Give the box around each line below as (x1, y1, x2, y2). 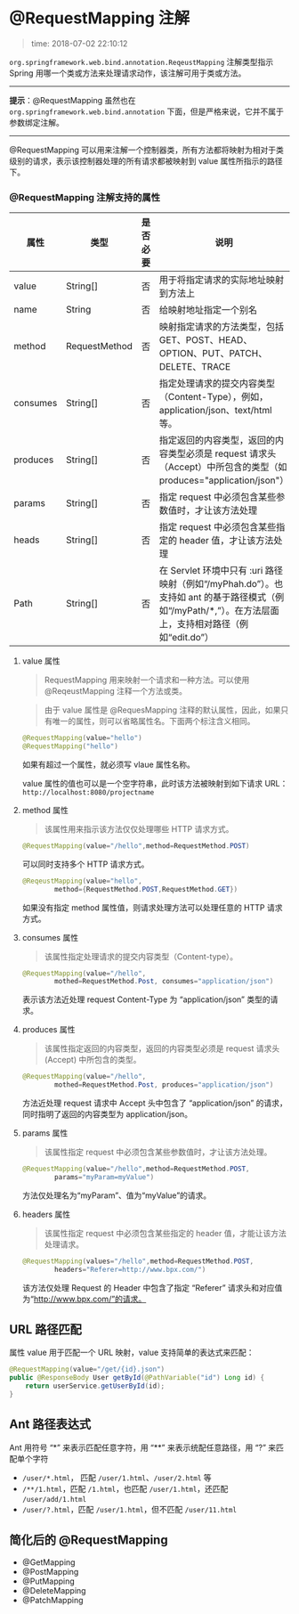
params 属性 (21, 1128, 69, 1138)
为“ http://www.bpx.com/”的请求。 (21, 1293, 147, 1304)
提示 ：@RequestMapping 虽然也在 (9, 94, 136, 105)
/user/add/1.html (21, 1495, 87, 1504)
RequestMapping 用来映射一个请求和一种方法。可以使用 (44, 674, 250, 686)
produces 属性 (21, 1024, 76, 1035)
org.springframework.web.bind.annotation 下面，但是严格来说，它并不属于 (9, 106, 285, 117)
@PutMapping (21, 1576, 76, 1586)
